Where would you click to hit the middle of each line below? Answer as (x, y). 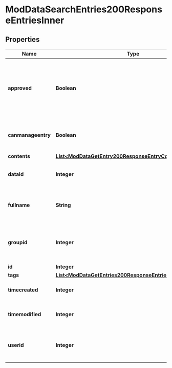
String (63, 205)
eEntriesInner (35, 20)
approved (20, 88)
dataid (16, 174)
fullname (19, 205)
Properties (23, 39)
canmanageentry (29, 135)
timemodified (25, 314)
